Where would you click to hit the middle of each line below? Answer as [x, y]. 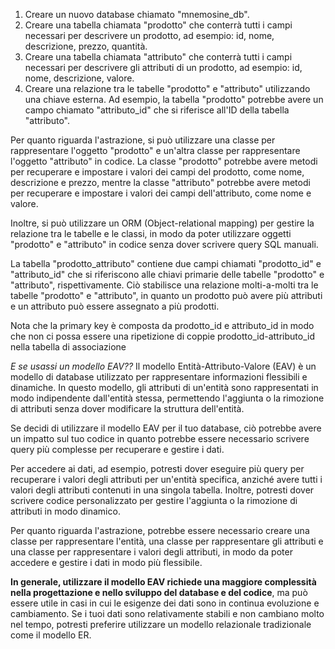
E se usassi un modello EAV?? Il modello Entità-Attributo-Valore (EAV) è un [163, 366]
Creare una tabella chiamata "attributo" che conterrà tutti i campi [158, 57]
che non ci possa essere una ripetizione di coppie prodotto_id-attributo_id [163, 336]
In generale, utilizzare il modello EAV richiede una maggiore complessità [163, 582]
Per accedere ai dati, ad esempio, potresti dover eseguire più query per [157, 468]
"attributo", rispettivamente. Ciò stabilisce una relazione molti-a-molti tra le [164, 285]
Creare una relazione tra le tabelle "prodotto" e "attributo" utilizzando [167, 88]
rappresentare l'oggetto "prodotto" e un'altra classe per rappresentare [155, 150]
